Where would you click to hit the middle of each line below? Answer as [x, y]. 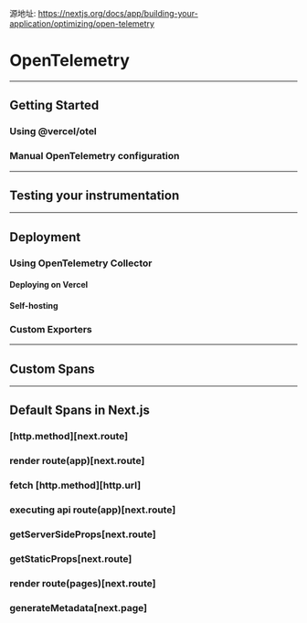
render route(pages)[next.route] [83, 583]
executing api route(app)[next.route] [93, 510]
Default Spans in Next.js [80, 411]
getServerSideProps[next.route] [83, 534]
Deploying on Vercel [49, 285]
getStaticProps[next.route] [71, 558]
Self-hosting [34, 305]
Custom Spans [53, 369]
